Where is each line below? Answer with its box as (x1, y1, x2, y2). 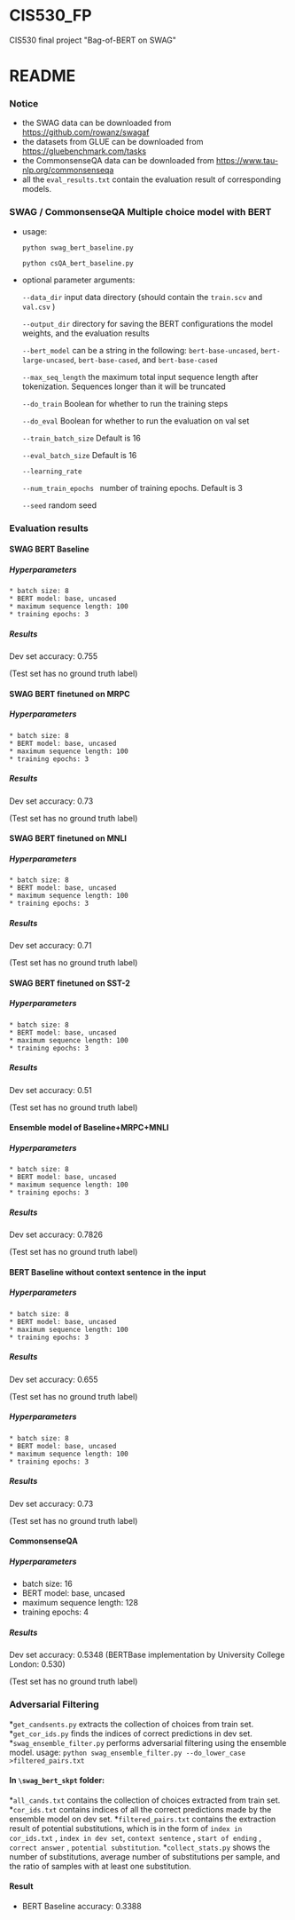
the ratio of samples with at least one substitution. (9, 1860, 192, 1871)
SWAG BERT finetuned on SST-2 (9, 978, 131, 988)
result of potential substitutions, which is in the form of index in (9, 1822, 243, 1834)
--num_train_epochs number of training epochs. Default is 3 (21, 482, 244, 493)
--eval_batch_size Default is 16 (21, 449, 137, 460)
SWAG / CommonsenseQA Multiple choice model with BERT (9, 206, 272, 218)
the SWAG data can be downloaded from (21, 117, 172, 129)
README (9, 66, 76, 86)
